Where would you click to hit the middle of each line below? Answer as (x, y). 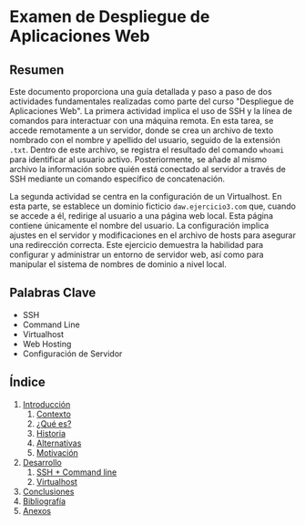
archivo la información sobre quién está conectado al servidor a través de (148, 169)
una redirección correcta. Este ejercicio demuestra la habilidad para (137, 245)
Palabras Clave (53, 293)
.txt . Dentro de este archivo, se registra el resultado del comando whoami (147, 149)
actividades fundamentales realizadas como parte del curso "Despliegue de (152, 101)
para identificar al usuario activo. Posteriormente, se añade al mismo (138, 160)
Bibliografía (44, 501)
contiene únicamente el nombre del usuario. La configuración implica (139, 226)
